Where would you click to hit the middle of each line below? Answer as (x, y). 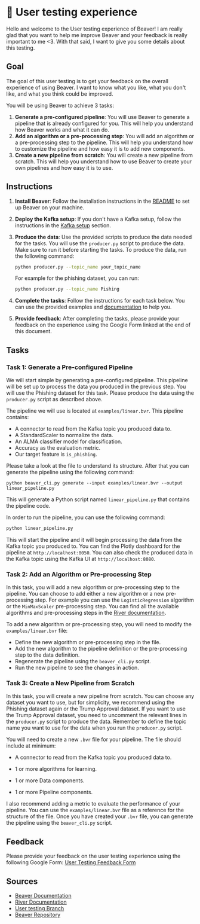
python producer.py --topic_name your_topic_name (78, 267)
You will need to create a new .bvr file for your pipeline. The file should (93, 739)
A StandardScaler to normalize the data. (64, 435)
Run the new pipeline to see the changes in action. (77, 668)
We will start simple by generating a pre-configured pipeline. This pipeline (97, 380)
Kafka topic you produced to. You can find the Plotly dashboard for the (93, 546)
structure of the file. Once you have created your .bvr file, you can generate (100, 816)
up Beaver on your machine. (50, 207)
